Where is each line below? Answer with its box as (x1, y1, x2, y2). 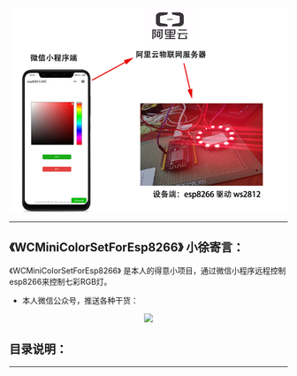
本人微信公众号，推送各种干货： (21, 295, 139, 305)
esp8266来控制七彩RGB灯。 (9, 276, 112, 287)
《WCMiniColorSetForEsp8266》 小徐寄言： (9, 240, 245, 255)
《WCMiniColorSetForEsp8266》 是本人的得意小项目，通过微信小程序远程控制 (9, 265, 286, 276)
